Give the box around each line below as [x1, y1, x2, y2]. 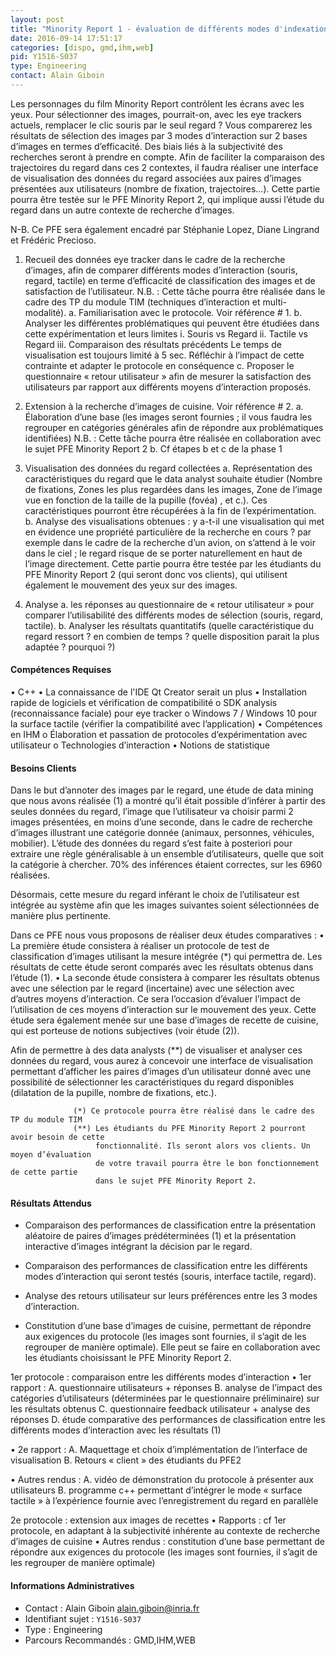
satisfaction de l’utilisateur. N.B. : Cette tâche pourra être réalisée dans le [24, 285, 326, 297]
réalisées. [10, 869, 51, 881]
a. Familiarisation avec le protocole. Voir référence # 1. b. [68, 306, 303, 318]
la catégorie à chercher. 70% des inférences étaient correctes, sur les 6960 [10, 859, 323, 871]
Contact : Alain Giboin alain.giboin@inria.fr [24, 1602, 200, 1614]
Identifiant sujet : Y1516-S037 [24, 1612, 142, 1625]
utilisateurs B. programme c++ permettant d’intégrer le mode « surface [10, 1484, 303, 1496]
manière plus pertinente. [10, 910, 112, 922]
